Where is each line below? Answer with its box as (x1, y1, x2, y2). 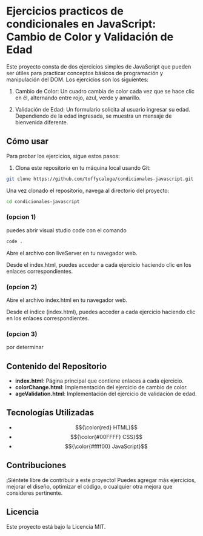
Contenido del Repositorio (6, 361, 107, 371)
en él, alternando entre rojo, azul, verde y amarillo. (15, 94, 141, 101)
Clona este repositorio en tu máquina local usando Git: (15, 164, 151, 171)
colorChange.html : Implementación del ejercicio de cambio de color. (15, 384, 188, 391)
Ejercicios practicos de (6, 4, 124, 18)
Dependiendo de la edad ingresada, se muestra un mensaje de (15, 112, 172, 119)
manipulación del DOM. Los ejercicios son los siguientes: (6, 76, 148, 83)
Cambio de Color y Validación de (6, 30, 174, 44)
